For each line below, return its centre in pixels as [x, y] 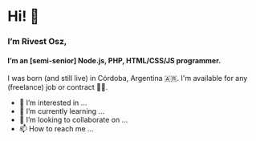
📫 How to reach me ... [56, 129]
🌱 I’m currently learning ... [62, 111]
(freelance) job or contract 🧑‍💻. [58, 87]
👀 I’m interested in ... [53, 103]
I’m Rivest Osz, [37, 42]
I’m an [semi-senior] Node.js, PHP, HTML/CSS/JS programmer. [114, 60]
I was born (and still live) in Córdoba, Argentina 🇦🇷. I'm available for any [128, 79]
